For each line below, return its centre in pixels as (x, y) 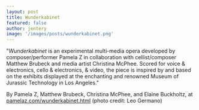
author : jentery (26, 28)
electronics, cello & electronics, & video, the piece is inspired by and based (99, 70)
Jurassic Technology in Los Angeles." (52, 83)
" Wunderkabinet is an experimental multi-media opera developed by (91, 51)
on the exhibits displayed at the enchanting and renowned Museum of (92, 77)
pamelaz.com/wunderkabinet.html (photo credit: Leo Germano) (85, 101)
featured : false (26, 23)
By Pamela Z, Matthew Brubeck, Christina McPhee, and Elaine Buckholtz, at (99, 94)
